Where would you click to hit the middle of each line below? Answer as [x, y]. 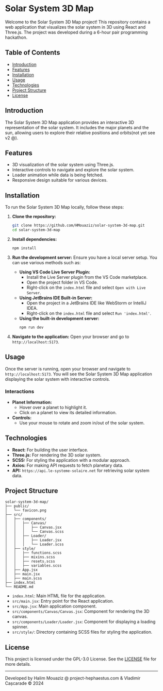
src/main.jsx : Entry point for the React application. [63, 601]
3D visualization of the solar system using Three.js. [63, 165]
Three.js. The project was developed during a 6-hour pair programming [76, 32]
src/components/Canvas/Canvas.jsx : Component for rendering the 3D [81, 611]
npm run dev [31, 327]
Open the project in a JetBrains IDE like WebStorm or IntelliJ [86, 303]
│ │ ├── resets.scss [30, 561]
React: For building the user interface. [50, 450]
